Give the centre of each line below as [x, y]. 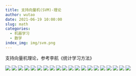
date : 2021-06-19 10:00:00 [34, 19]
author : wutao [20, 15]
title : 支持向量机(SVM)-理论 [33, 10]
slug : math [17, 24]
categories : [18, 29]
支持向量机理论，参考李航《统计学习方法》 [50, 58]
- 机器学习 [20, 33]
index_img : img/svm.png [30, 43]
